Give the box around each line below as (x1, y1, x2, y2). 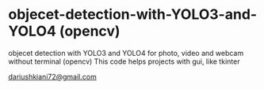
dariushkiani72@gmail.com (8, 72, 97, 81)
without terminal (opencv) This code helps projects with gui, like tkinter (8, 57, 240, 66)
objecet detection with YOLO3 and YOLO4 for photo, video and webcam (8, 48, 244, 57)
